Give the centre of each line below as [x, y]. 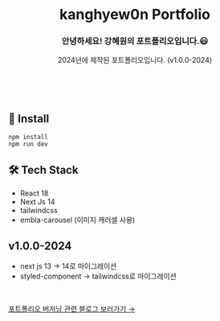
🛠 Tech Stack [43, 170]
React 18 [34, 193]
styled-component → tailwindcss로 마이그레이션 [98, 276]
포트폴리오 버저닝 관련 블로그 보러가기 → [72, 309]
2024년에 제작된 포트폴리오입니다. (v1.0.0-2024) [135, 60]
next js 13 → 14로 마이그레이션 [68, 265]
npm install [28, 138]
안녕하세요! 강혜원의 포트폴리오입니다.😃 [135, 41]
